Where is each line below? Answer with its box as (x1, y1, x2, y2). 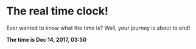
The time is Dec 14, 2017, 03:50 (6, 36, 87, 43)
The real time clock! (6, 4, 108, 18)
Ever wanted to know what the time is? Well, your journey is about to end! (6, 24, 191, 31)
